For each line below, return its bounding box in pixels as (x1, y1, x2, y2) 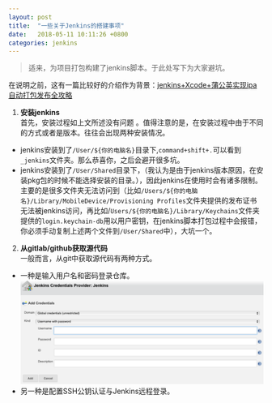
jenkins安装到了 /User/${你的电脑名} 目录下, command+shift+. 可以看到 (19, 145, 241, 155)
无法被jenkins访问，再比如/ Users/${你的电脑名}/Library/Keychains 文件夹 (19, 206, 261, 216)
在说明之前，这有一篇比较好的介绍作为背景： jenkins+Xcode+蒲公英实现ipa (8, 80, 257, 90)
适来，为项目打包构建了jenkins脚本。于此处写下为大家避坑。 (28, 63, 230, 73)
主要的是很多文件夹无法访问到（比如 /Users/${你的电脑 (19, 186, 198, 195)
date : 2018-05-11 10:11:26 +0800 (8, 30, 129, 38)
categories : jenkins (8, 39, 79, 47)
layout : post (8, 13, 53, 21)
